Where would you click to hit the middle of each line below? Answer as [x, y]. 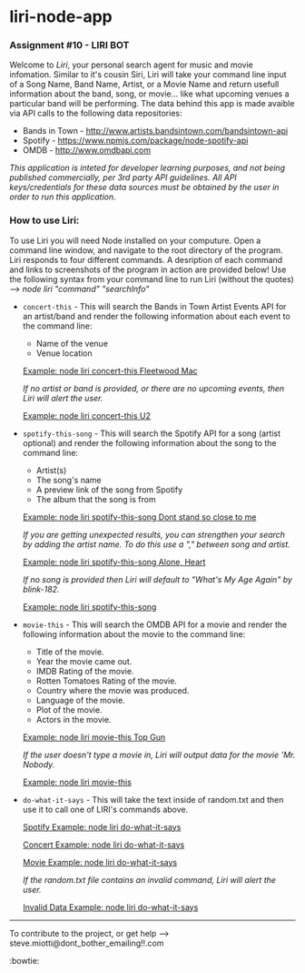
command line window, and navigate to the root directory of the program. [146, 250]
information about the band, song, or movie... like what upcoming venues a [149, 94]
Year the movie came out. [84, 661]
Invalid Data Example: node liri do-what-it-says [110, 907]
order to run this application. [63, 197]
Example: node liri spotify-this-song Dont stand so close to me [139, 517]
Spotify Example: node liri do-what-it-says [102, 826]
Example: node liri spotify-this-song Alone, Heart [114, 562]
